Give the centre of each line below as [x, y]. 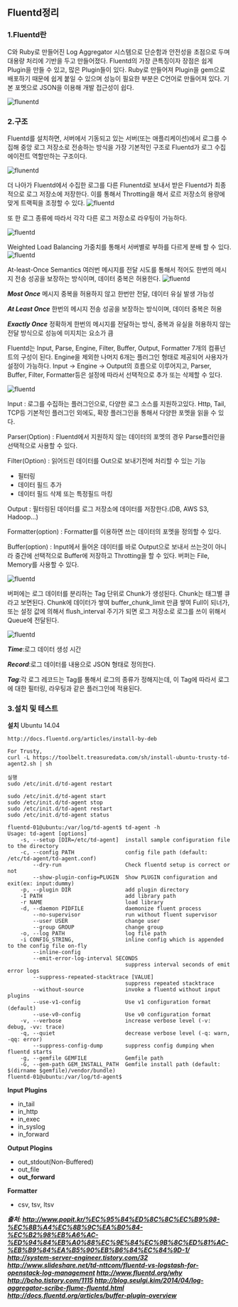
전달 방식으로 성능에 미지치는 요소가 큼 [60, 333]
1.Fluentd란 [27, 35]
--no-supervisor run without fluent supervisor [125, 915]
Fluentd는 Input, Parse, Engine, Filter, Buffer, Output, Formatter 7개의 [107, 348]
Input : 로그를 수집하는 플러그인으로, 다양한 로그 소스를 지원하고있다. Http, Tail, [117, 403]
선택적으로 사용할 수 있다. [43, 445]
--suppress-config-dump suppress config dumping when [124, 1046]
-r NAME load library [92, 903]
